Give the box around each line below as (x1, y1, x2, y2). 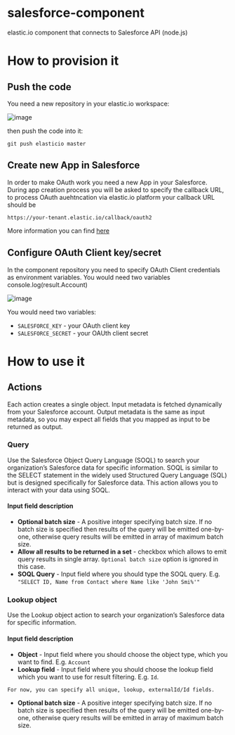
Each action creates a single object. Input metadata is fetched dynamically (7, 400, 222, 409)
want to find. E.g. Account (17, 658, 91, 666)
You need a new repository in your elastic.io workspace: (7, 99, 170, 108)
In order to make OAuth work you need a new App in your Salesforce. (7, 178, 208, 186)
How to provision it (7, 53, 119, 69)
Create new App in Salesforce (7, 160, 140, 172)
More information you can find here (7, 226, 110, 235)
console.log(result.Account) (7, 280, 88, 289)
